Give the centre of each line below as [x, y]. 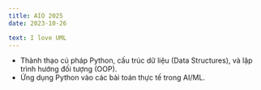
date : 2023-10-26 [38, 23]
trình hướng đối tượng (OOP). [68, 69]
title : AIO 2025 [36, 16]
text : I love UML [38, 38]
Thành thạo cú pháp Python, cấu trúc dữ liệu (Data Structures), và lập [136, 60]
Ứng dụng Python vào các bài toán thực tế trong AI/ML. [112, 78]
